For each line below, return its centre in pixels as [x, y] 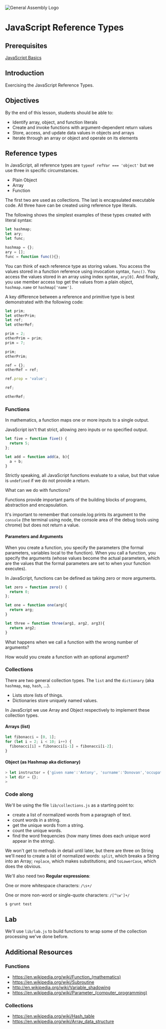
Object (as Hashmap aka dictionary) [43, 762]
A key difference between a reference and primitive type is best [70, 297]
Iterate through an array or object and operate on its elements [75, 138]
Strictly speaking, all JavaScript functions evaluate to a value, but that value [82, 475]
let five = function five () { [36, 439]
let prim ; [15, 311]
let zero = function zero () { [36, 587]
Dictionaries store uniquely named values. [55, 700]
